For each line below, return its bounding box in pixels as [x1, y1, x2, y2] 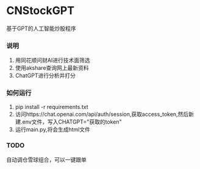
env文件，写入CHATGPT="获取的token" [22, 118, 122, 126]
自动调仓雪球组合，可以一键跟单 [6, 156, 87, 163]
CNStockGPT [6, 4, 75, 18]
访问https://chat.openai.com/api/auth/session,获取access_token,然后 [15, 110, 189, 118]
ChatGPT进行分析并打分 [15, 72, 76, 80]
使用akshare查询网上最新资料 [15, 64, 90, 72]
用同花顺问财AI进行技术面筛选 [15, 56, 90, 64]
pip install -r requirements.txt [15, 103, 88, 110]
